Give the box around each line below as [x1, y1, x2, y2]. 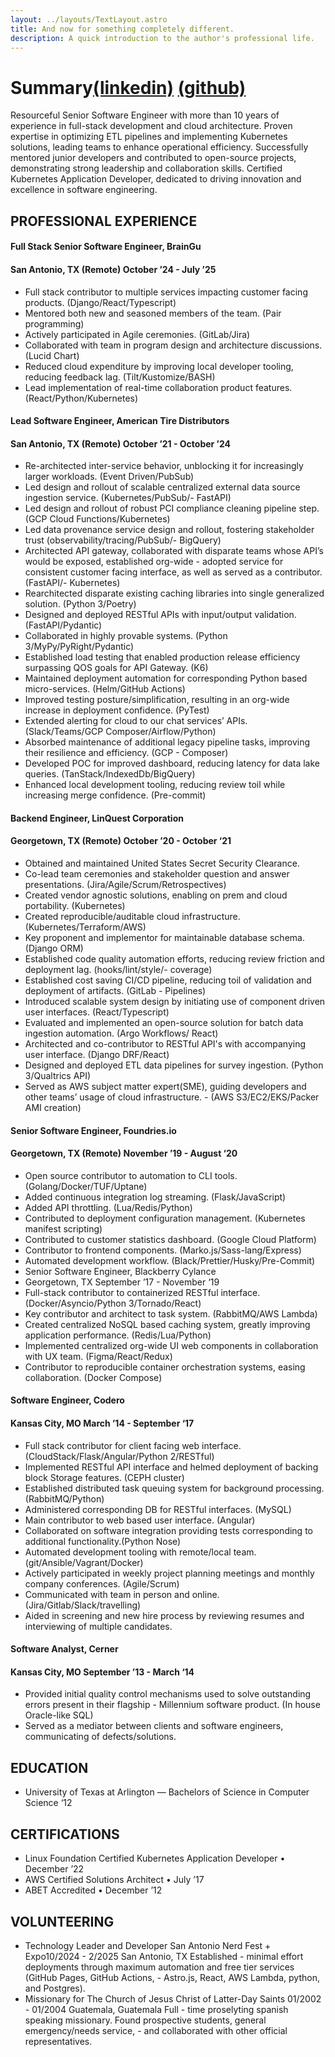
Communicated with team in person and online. [24, 1588, 220, 1600]
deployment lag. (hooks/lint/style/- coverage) [24, 964, 213, 976]
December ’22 [24, 1863, 85, 1875]
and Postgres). [24, 1982, 86, 1994]
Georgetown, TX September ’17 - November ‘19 [24, 1276, 220, 1288]
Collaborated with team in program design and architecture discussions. [24, 339, 323, 351]
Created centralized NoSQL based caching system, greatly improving [24, 1318, 311, 1330]
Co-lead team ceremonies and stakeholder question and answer [24, 868, 290, 880]
